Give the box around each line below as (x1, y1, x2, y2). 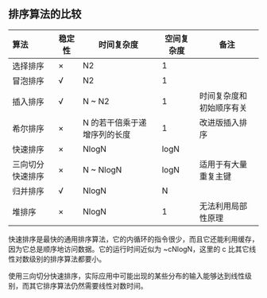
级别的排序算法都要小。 (29, 253, 106, 264)
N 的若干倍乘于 (82, 117, 139, 128)
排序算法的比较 (8, 7, 82, 21)
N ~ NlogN (82, 164, 122, 175)
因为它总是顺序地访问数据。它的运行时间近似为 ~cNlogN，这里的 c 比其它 (8, 244, 250, 253)
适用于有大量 (199, 158, 248, 169)
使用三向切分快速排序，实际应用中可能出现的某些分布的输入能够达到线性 (8, 271, 245, 281)
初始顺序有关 (199, 102, 248, 113)
